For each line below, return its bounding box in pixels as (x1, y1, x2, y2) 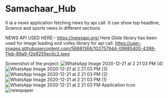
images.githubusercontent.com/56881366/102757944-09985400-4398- (5, 45, 156, 51)
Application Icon (101, 81, 136, 88)
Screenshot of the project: (5, 60, 59, 66)
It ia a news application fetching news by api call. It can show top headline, (5, 20, 160, 26)
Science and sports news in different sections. (5, 25, 102, 31)
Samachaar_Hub (5, 3, 76, 15)
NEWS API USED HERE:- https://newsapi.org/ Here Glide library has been (5, 35, 157, 41)
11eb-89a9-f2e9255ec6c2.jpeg (5, 51, 70, 57)
